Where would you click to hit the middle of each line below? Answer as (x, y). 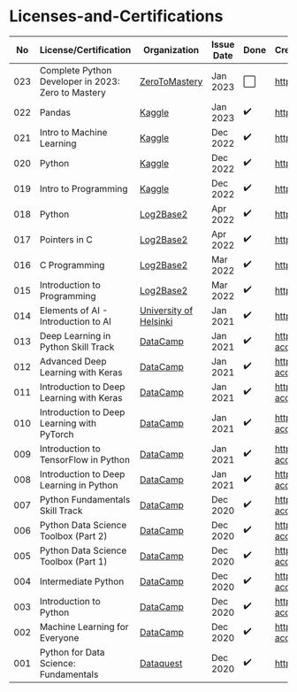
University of (167, 310)
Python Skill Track (77, 347)
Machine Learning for (84, 627)
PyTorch (57, 434)
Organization (171, 50)
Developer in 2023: (80, 81)
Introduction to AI (76, 321)
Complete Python (76, 70)
